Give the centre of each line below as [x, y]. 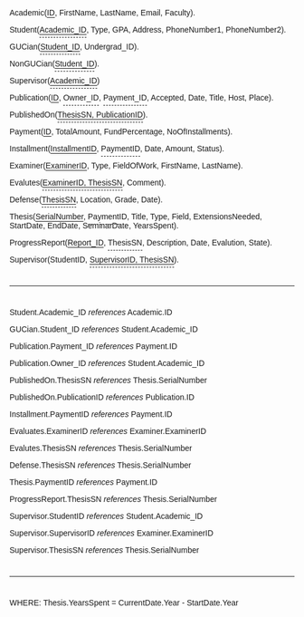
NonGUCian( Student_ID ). [54, 64]
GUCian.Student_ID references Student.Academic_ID [104, 329]
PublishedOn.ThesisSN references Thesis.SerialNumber [109, 380]
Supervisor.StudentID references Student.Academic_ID [106, 516]
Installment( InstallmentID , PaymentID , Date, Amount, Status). [117, 149]
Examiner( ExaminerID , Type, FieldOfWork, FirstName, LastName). [126, 165]
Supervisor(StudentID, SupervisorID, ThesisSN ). [94, 260]
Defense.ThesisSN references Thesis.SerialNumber [100, 465]
